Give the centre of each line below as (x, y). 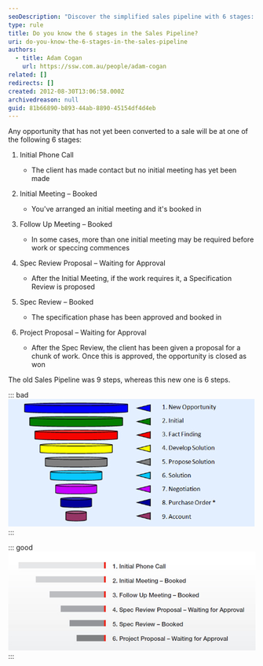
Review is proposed (63, 287)
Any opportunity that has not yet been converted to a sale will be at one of (128, 131)
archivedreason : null (44, 100)
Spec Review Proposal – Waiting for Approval (93, 263)
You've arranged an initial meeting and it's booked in (116, 209)
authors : (22, 50)
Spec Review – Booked (57, 302)
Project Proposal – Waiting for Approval (83, 333)
